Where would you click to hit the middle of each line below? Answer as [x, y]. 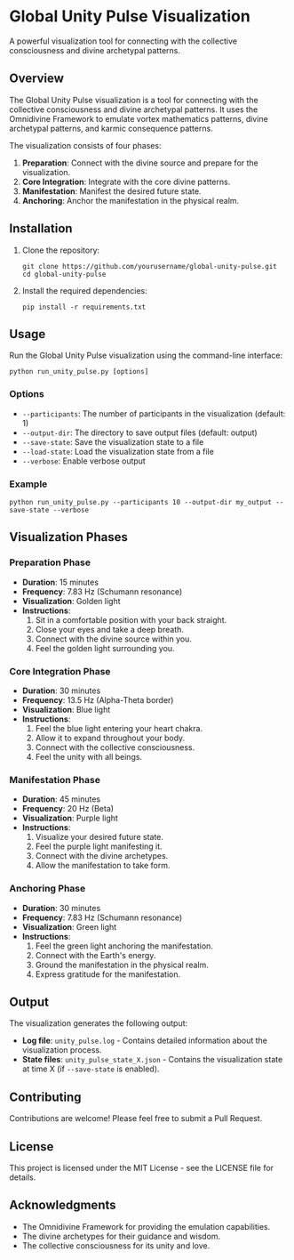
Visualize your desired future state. [99, 837]
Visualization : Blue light [66, 709]
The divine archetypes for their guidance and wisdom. [121, 1236]
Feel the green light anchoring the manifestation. [124, 946]
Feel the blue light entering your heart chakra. [119, 728]
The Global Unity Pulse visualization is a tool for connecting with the [134, 100]
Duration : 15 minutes [60, 582]
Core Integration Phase [60, 671]
